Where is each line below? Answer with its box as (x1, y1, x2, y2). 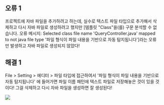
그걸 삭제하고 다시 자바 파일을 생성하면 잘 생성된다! (15, 84, 112, 90)
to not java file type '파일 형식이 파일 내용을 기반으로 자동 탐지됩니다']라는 (5, 36, 148, 42)
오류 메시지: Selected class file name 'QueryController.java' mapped (19, 30, 156, 36)
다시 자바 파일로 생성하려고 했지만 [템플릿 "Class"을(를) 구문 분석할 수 (18, 24, 152, 30)
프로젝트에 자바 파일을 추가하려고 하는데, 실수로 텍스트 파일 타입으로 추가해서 (5, 18, 152, 24)
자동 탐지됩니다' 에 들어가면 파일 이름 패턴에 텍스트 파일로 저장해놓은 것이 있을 (5, 79, 155, 84)
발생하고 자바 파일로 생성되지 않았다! (10, 43, 80, 49)
